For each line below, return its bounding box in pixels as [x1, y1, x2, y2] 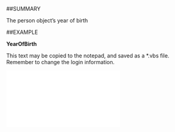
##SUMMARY [6, 5, 41, 12]
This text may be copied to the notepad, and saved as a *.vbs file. [6, 52, 170, 59]
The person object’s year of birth [6, 17, 88, 24]
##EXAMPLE [6, 28, 38, 36]
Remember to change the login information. [6, 59, 115, 65]
